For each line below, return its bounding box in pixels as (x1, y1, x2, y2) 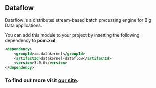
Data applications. (5, 22, 42, 28)
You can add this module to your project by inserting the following (5, 32, 140, 38)
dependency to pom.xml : (5, 37, 57, 43)
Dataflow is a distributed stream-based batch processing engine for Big (5, 17, 151, 23)
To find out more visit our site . (5, 77, 79, 84)
